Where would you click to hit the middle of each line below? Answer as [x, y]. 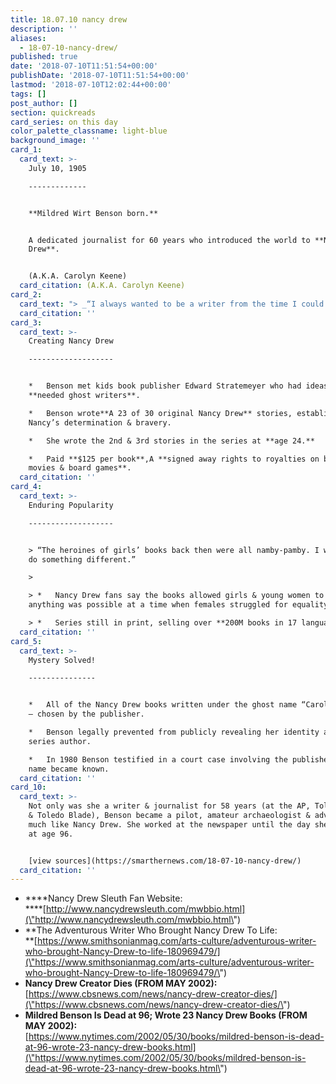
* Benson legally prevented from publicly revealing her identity [174, 732]
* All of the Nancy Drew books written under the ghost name [163, 705]
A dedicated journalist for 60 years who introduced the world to [169, 240]
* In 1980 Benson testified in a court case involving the [158, 759]
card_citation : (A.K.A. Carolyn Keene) [102, 286]
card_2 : [26, 295]
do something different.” [82, 559]
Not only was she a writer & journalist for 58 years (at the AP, [169, 806]
